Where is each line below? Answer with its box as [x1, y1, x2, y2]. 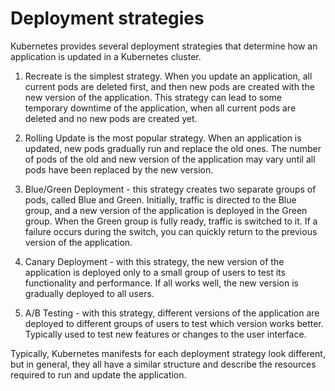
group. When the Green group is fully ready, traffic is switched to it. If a [24, 215, 318, 227]
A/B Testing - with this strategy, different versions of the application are [24, 307, 320, 319]
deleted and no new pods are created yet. [24, 112, 198, 124]
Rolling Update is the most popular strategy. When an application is [24, 132, 302, 144]
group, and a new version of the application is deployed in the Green [24, 204, 308, 216]
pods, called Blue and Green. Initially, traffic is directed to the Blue [24, 193, 297, 206]
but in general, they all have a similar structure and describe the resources [10, 358, 317, 370]
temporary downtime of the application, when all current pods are [24, 102, 297, 114]
